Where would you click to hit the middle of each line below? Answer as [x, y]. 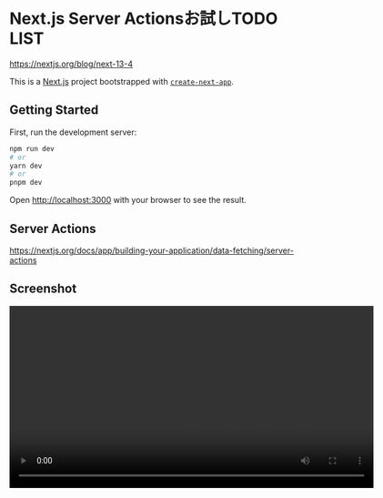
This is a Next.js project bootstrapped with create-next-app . [122, 81]
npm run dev [32, 148]
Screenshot [43, 289]
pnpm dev [26, 183]
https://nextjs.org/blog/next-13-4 [71, 64]
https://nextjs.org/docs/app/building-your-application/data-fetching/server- [151, 250]
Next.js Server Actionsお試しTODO [144, 19]
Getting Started [54, 110]
